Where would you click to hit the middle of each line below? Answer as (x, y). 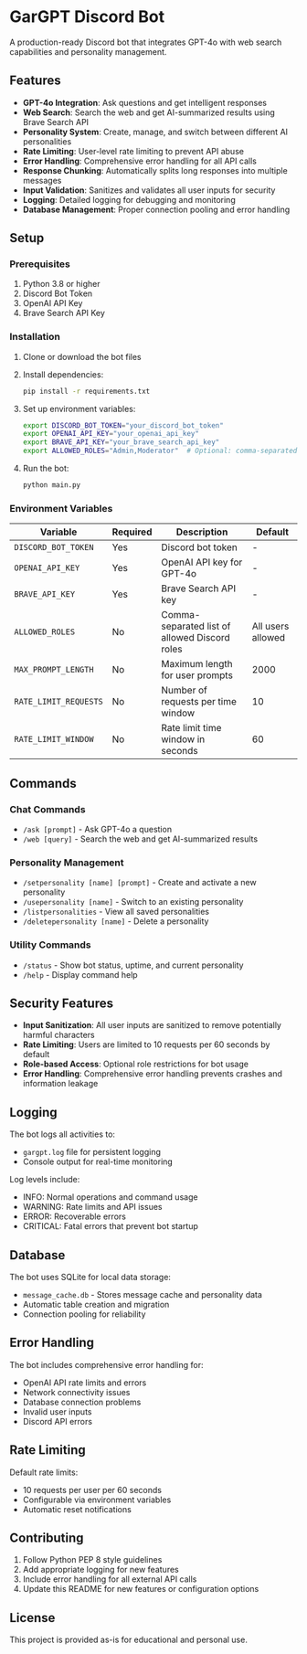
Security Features (62, 1003)
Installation (35, 337)
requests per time (199, 702)
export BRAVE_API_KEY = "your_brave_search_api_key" (121, 442)
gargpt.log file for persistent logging (92, 1152)
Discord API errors (58, 1421)
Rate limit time (191, 728)
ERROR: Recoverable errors (74, 1216)
